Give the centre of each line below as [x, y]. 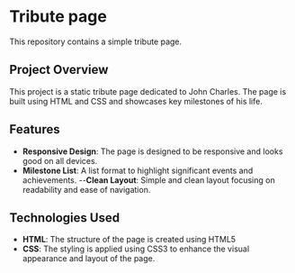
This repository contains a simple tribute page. [96, 41]
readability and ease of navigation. [86, 189]
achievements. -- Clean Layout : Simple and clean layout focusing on [149, 180]
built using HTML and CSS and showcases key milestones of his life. [136, 101]
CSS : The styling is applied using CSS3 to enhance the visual [136, 249]
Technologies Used [64, 218]
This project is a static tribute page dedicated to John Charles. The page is [148, 91]
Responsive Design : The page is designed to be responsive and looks [152, 151]
